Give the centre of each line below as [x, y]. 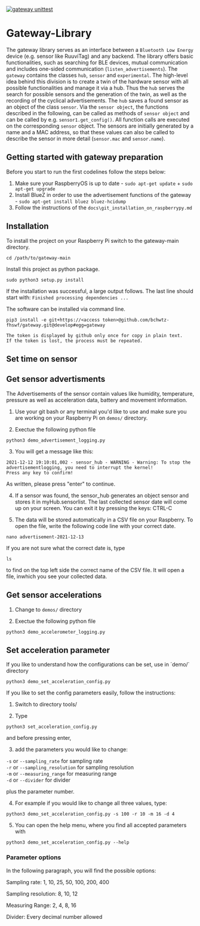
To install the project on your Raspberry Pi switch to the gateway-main [93, 240]
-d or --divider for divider [38, 780]
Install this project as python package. [53, 269]
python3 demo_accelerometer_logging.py [56, 632]
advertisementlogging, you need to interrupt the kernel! [80, 467]
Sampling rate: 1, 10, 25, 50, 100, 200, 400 [58, 882]
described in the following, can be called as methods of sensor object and [98, 113]
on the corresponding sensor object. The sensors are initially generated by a [100, 126]
